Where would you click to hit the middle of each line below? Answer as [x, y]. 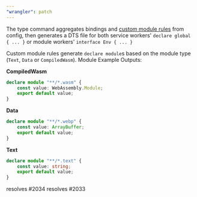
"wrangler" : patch [29, 12]
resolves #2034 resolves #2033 [46, 189]
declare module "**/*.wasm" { [44, 82]
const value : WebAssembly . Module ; [60, 88]
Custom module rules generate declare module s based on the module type [98, 53]
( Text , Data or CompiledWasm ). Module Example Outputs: [74, 59]
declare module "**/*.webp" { [44, 122]
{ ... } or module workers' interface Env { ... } [70, 41]
